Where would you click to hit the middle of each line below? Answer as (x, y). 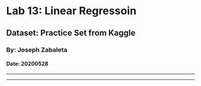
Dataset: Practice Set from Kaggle (71, 33)
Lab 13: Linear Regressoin (71, 11)
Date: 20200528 (28, 64)
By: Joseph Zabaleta (37, 50)
